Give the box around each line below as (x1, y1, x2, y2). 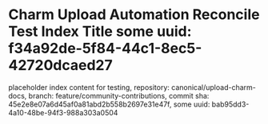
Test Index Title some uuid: (8, 22, 192, 41)
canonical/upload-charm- (170, 82, 256, 92)
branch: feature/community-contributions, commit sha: (28, 91, 210, 100)
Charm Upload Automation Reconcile (8, 6, 260, 24)
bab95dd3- (211, 99, 250, 109)
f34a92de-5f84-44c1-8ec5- (8, 40, 202, 57)
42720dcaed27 (8, 56, 114, 75)
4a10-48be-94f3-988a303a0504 (8, 107, 118, 117)
